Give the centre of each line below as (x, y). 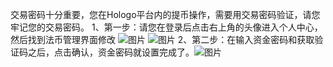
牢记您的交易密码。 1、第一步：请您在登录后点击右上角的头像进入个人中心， (166, 27)
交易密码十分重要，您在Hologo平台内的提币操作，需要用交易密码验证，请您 (165, 14)
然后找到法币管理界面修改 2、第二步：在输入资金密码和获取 (162, 39)
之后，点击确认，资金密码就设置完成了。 (111, 52)
